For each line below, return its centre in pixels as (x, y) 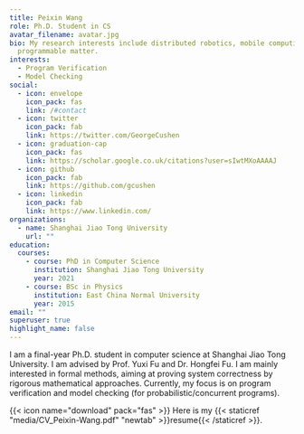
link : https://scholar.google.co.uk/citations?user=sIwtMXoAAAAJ (152, 160)
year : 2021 (54, 278)
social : (24, 85)
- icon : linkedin (50, 194)
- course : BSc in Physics (75, 287)
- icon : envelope (50, 93)
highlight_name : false (52, 329)
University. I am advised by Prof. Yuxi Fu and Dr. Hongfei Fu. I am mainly (144, 364)
